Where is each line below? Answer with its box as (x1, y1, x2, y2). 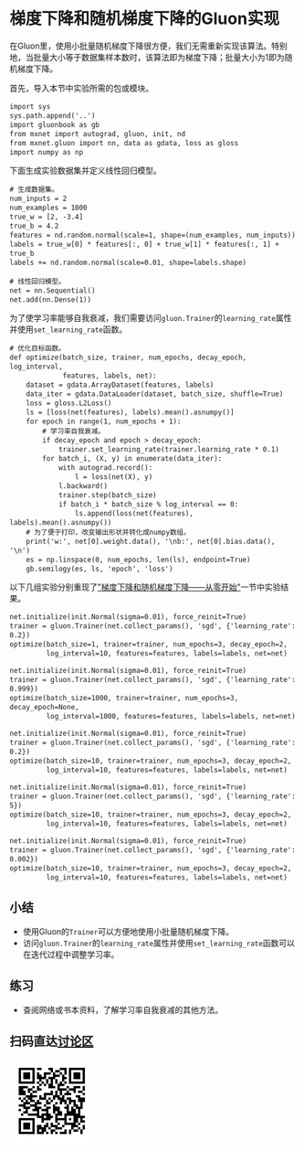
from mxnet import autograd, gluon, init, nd (9, 129, 185, 138)
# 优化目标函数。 (9, 344, 66, 353)
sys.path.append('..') (9, 111, 96, 120)
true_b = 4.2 (9, 221, 59, 230)
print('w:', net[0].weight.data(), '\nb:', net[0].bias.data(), (26, 537, 276, 546)
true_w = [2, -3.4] (9, 212, 84, 221)
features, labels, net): (62, 371, 157, 380)
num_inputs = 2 (9, 194, 68, 203)
